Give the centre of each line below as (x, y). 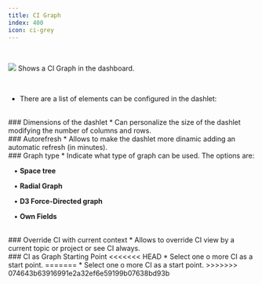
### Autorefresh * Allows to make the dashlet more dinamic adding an (122, 139)
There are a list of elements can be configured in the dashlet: (118, 99)
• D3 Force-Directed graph (58, 202)
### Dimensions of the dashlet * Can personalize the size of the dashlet (124, 122)
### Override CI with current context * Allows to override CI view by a (122, 240)
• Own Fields (35, 217)
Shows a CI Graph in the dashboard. (76, 68)
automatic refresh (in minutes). (58, 147)
